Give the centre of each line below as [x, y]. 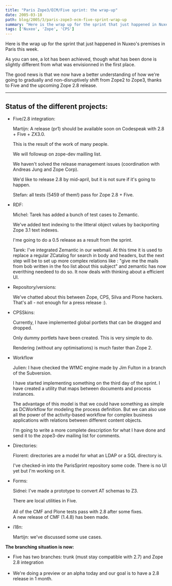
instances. [24, 394]
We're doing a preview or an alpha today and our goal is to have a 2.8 [86, 573]
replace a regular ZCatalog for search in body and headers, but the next [89, 255]
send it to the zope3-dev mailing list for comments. [67, 435]
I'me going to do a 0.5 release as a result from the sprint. [72, 240]
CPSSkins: [24, 312]
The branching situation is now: [40, 546]
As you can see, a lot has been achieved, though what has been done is [81, 59]
